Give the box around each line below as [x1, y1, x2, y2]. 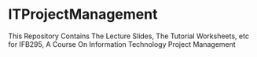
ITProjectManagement [8, 5, 158, 23]
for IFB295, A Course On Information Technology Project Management [8, 39, 236, 48]
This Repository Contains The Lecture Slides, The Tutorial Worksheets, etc [8, 31, 250, 41]
